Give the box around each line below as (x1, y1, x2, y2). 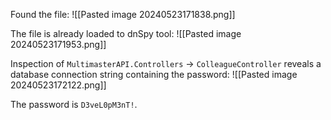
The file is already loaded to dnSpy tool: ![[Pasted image (10, 28, 242, 39)
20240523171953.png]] (10, 39, 107, 50)
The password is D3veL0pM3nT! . (10, 99, 138, 110)
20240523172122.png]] (10, 79, 107, 91)
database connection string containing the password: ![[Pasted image (10, 69, 298, 80)
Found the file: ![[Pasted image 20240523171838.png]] (10, 9, 236, 20)
